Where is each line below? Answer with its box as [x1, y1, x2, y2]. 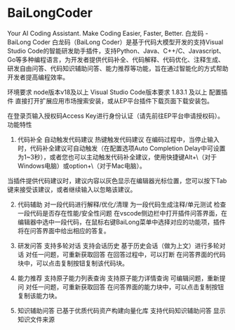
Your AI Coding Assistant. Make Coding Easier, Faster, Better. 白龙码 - [7, 29, 208, 37]
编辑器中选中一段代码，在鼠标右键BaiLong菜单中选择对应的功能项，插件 [17, 218, 226, 226]
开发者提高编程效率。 [7, 72, 69, 81]
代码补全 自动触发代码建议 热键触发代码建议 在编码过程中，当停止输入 [17, 135, 220, 143]
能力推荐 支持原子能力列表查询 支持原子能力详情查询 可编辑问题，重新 [17, 274, 220, 282]
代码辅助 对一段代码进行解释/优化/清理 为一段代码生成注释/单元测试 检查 [17, 200, 227, 209]
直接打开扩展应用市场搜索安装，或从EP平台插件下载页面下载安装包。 [15, 96, 214, 105]
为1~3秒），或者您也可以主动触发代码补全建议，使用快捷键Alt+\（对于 [17, 152, 217, 161]
